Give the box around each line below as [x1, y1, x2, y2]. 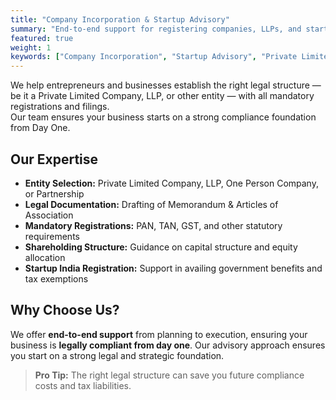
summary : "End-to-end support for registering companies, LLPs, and [10, 24, 302, 34]
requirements [24, 230, 80, 242]
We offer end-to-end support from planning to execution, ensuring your [10, 328, 308, 340]
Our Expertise [10, 151, 99, 168]
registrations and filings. [10, 101, 110, 113]
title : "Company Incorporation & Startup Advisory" [10, 14, 230, 25]
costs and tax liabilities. [34, 379, 132, 391]
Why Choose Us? [10, 302, 120, 319]
